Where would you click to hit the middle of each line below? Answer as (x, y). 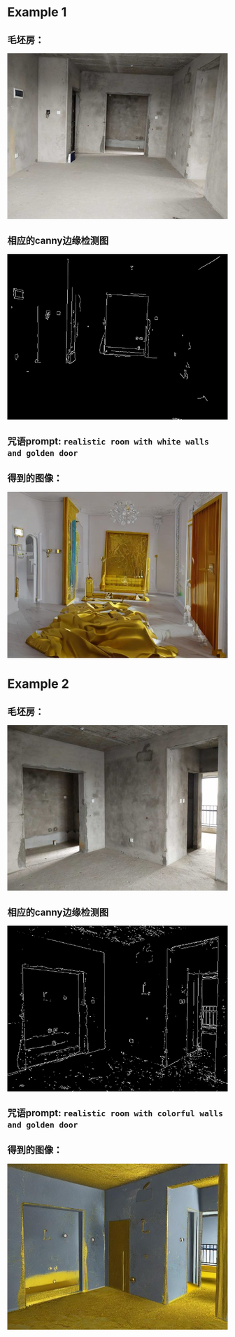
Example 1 (37, 12)
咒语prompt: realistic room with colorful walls (115, 1113)
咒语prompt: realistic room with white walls (108, 441)
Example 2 (38, 684)
